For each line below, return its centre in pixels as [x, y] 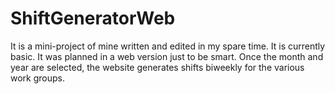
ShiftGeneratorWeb [93, 18]
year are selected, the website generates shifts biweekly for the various [157, 67]
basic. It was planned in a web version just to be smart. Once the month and [167, 56]
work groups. [38, 78]
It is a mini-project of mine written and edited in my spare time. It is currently [168, 46]
